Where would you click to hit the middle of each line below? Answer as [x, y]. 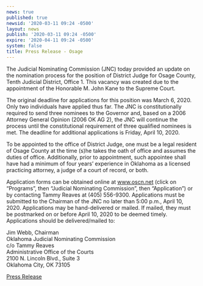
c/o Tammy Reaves [30, 245]
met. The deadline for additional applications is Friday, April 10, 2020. [93, 132]
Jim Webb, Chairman [33, 232]
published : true [27, 18]
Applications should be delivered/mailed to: [61, 220]
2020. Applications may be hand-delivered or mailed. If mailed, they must [98, 208]
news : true [20, 12]
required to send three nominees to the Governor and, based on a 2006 [96, 113]
